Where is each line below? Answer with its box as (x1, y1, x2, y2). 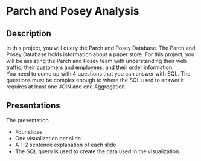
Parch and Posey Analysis (6, 4, 139, 18)
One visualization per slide (14, 134, 81, 142)
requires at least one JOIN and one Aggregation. (6, 83, 127, 90)
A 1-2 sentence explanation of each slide (14, 141, 116, 148)
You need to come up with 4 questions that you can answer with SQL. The (6, 70, 191, 77)
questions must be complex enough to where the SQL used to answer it (6, 77, 184, 84)
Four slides (14, 128, 43, 136)
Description (6, 28, 51, 39)
